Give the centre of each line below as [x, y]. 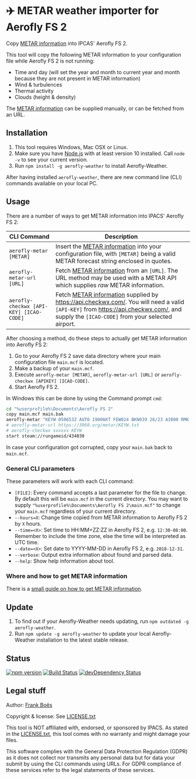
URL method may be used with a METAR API [116, 278]
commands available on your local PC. [52, 183]
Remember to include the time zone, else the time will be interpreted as [100, 536]
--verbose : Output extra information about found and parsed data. [94, 555]
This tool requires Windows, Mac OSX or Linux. [71, 147]
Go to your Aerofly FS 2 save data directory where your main [87, 356]
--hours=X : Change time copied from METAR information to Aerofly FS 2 [101, 518]
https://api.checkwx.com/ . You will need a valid [120, 302]
